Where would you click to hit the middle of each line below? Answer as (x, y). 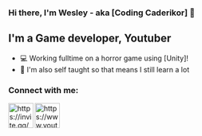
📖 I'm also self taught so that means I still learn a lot (105, 69)
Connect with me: (44, 90)
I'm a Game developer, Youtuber (90, 39)
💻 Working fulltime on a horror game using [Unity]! (104, 58)
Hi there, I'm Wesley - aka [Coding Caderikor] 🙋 (102, 13)
